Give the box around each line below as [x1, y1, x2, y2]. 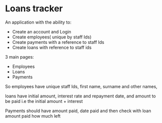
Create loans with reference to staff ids [12, 44, 92, 50]
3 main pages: [5, 54, 34, 60]
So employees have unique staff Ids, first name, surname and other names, [5, 83, 158, 89]
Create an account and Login [12, 29, 71, 34]
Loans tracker [5, 3, 63, 14]
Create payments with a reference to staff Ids [12, 39, 104, 45]
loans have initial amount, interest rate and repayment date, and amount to [5, 93, 156, 99]
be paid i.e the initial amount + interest [5, 98, 83, 104]
